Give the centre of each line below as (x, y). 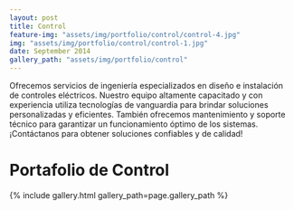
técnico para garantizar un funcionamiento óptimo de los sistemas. (134, 124)
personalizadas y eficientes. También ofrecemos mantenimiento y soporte (147, 115)
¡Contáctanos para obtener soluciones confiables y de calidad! (126, 134)
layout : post (34, 18)
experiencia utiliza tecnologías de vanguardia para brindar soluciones (139, 105)
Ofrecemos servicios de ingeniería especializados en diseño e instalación (146, 86)
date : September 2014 (50, 52)
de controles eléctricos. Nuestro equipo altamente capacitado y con (136, 95)
